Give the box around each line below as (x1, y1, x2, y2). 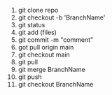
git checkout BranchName (17, 80, 94, 88)
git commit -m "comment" (17, 36, 94, 44)
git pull (17, 58, 38, 66)
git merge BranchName (17, 66, 86, 73)
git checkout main (17, 50, 71, 59)
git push (17, 73, 42, 81)
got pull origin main (17, 43, 74, 51)
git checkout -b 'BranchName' (17, 13, 106, 22)
